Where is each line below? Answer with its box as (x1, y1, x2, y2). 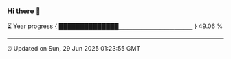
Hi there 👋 (7, 6, 41, 16)
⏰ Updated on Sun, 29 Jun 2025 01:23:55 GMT (7, 45, 141, 53)
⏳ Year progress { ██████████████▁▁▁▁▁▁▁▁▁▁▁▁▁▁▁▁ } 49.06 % (7, 22, 223, 30)
